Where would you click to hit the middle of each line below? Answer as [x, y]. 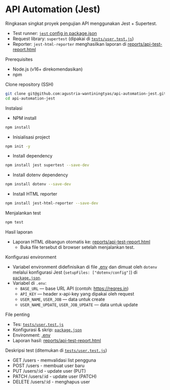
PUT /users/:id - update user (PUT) [49, 371]
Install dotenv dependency [40, 175]
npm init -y [18, 146]
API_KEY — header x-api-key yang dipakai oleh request [77, 294]
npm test [14, 222]
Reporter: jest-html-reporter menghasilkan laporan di [69, 44]
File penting [17, 314]
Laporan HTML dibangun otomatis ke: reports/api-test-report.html [81, 242]
